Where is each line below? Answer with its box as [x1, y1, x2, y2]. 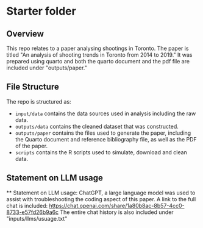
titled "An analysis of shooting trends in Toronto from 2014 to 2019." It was [6, 51, 193, 59]
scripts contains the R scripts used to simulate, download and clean [15, 148, 187, 156]
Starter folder [6, 4, 76, 18]
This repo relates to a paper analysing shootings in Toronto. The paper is [6, 45, 189, 52]
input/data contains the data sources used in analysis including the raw [15, 110, 196, 117]
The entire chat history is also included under [60, 208, 174, 216]
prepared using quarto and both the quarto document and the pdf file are [6, 58, 190, 65]
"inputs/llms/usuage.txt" [6, 215, 68, 222]
